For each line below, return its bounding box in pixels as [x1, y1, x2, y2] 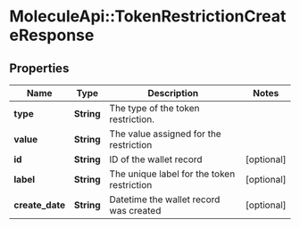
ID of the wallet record [109, 153, 203, 166]
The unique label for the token [109, 167, 236, 180]
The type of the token [109, 102, 200, 114]
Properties [9, 61, 70, 76]
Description [146, 87, 199, 99]
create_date [13, 199, 65, 211]
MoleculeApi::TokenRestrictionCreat [9, 6, 287, 27]
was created [109, 205, 162, 216]
